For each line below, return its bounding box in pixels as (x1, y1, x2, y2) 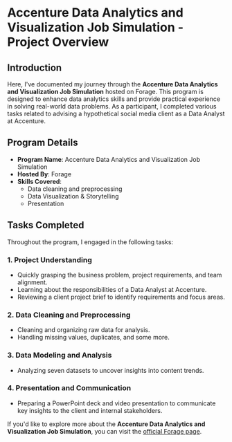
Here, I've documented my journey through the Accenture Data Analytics (7, 80, 218, 88)
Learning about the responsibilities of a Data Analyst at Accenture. (17, 285, 207, 293)
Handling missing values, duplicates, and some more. (17, 333, 170, 342)
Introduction (7, 62, 62, 73)
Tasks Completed (7, 219, 84, 231)
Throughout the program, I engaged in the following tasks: (7, 237, 174, 246)
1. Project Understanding (7, 255, 92, 264)
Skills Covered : (17, 177, 62, 185)
